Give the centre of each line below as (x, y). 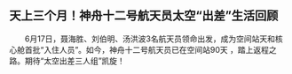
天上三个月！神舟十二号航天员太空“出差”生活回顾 (144, 16)
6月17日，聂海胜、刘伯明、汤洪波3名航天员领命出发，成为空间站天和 (150, 39)
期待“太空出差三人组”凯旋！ (75, 61)
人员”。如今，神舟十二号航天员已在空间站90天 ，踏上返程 (164, 49)
